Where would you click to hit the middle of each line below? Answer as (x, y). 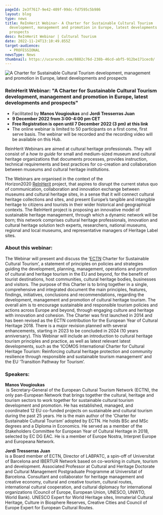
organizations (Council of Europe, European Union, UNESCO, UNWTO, (75, 492)
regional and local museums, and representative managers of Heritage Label (81, 230)
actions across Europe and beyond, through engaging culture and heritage (80, 310)
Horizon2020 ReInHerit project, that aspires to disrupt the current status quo (81, 184)
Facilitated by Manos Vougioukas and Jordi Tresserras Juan (73, 113)
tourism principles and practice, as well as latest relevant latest (68, 341)
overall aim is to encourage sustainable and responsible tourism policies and (81, 305)
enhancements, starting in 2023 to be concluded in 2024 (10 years (72, 331)
